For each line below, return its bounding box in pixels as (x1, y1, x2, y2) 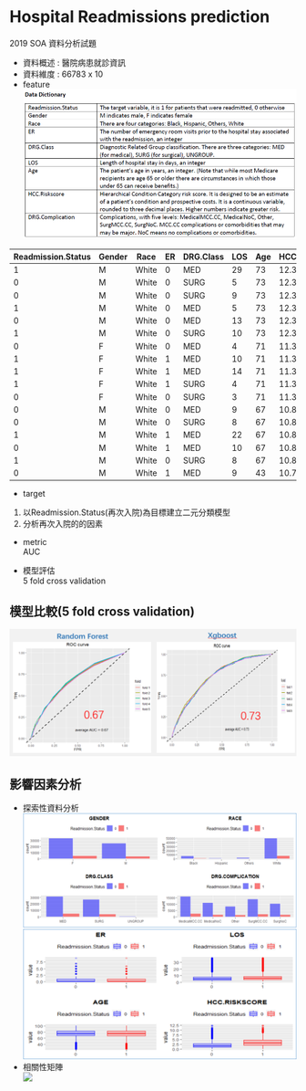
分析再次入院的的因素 (22, 518, 103, 529)
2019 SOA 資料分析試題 (9, 37, 97, 48)
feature (22, 79, 50, 89)
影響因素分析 (9, 776, 82, 792)
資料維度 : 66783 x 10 (22, 68, 104, 79)
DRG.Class (182, 251, 225, 262)
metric (22, 536, 47, 547)
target (22, 488, 46, 498)
